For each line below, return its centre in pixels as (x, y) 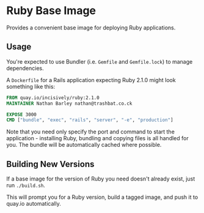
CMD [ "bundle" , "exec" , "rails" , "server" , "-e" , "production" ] (90, 120)
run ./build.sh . (26, 185)
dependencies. (25, 68)
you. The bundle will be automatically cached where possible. (84, 145)
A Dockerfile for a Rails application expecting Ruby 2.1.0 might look (91, 80)
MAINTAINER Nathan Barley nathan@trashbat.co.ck (69, 103)
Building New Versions (50, 164)
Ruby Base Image (51, 11)
